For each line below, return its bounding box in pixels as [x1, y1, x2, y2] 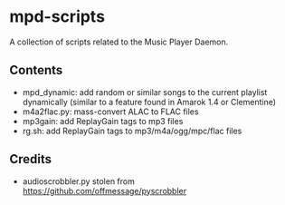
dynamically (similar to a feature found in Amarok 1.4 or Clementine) [22, 96, 277, 107]
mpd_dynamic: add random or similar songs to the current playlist [22, 86, 268, 97]
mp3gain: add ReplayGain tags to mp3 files [22, 115, 184, 126]
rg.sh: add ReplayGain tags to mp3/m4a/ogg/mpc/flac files [22, 125, 242, 136]
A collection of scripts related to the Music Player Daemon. [9, 36, 229, 47]
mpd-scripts [9, 6, 106, 27]
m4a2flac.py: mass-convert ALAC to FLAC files [22, 106, 199, 117]
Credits [9, 151, 52, 167]
